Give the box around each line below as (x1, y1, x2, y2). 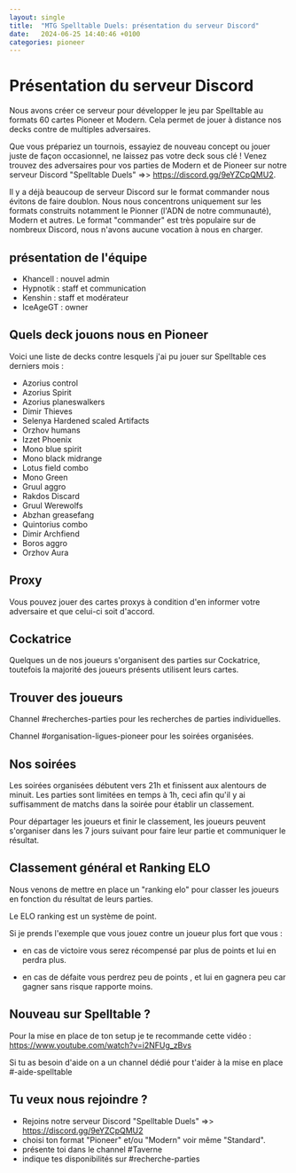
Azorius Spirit (21, 387, 73, 397)
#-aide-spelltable (9, 1066, 73, 1077)
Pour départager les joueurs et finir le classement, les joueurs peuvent (9, 817, 266, 827)
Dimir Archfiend (21, 528, 80, 539)
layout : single (9, 12, 66, 22)
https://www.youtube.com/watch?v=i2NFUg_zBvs (9, 1039, 192, 1051)
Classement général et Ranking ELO (9, 861, 211, 876)
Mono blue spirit (21, 443, 82, 454)
